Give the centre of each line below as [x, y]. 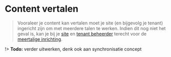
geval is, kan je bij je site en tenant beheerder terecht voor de [82, 34]
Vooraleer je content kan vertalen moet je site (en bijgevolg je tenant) [90, 23]
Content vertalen [42, 9]
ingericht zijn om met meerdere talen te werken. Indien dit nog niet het [91, 28]
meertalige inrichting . [40, 39]
